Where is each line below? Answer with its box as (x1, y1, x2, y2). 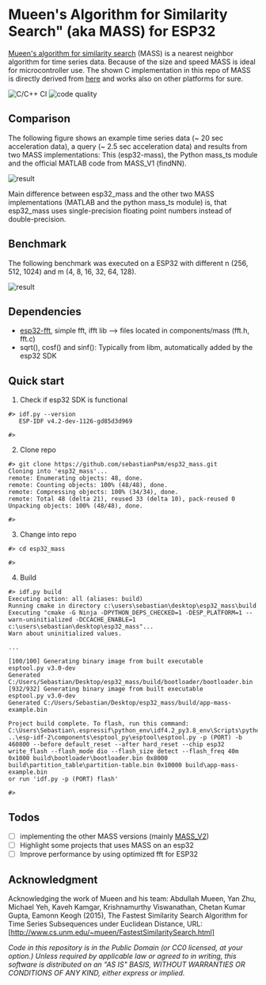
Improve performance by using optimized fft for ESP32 (19, 850, 199, 859)
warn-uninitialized (8, 616, 73, 624)
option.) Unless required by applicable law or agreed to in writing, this (8, 952, 237, 960)
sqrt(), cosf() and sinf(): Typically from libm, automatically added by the (19, 343, 253, 352)
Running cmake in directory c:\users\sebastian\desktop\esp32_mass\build (8, 602, 257, 610)
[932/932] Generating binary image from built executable (8, 685, 203, 694)
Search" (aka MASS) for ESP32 (8, 22, 216, 40)
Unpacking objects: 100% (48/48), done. (8, 502, 144, 510)
